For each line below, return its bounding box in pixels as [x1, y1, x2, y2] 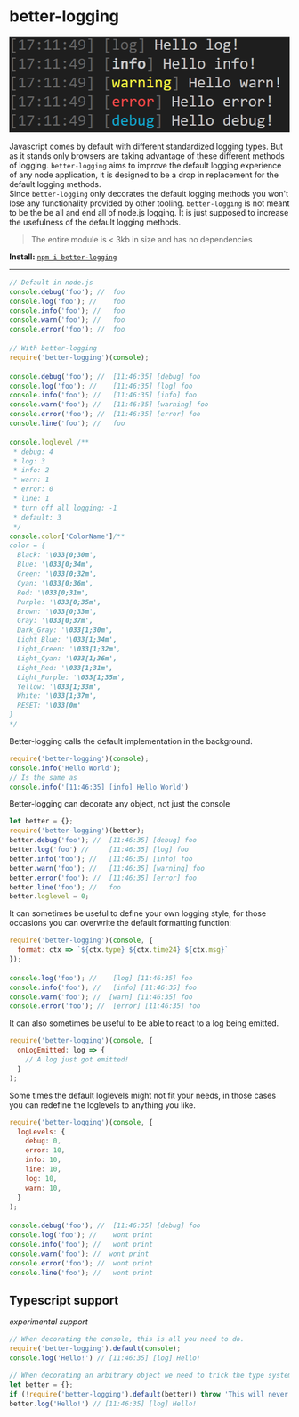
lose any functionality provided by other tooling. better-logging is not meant [9, 198, 290, 209]
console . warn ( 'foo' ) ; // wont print [9, 1249, 149, 1258]
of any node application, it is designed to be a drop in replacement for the [9, 169, 279, 180]
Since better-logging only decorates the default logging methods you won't [9, 188, 289, 199]
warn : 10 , [25, 1184, 62, 1192]
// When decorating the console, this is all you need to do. [9, 1335, 245, 1344]
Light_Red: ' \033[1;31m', [17, 663, 114, 672]
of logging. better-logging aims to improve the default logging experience [9, 160, 282, 170]
